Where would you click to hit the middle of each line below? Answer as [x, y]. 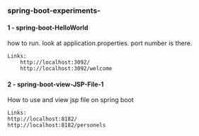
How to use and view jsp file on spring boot [71, 100]
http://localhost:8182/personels [57, 125]
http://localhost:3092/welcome [66, 69]
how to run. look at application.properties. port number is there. [100, 43]
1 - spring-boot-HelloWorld [48, 28]
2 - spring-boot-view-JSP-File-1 [56, 84]
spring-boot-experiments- [54, 11]
